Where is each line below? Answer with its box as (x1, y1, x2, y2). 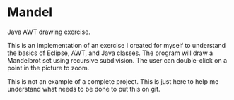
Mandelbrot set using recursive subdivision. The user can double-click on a (7, 56, 228, 64)
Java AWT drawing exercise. (7, 27, 90, 36)
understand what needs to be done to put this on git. (7, 85, 160, 93)
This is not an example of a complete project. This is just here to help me (7, 77, 219, 85)
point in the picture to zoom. (7, 63, 90, 72)
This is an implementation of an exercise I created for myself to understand (7, 41, 226, 49)
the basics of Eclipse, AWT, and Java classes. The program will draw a (7, 49, 213, 57)
